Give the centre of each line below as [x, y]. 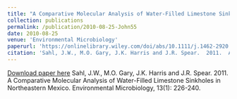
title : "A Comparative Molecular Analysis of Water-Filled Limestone [112, 14]
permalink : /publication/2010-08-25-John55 [72, 27]
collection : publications [45, 20]
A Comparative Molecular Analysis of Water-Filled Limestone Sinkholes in [114, 80]
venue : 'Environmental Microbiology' [63, 40]
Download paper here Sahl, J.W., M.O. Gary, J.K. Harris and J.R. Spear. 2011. [118, 73]
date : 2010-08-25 [33, 33]
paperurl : [22, 46]
